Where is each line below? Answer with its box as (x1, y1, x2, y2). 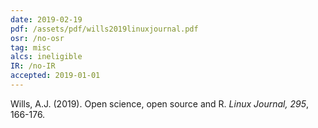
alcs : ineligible (10, 52, 83, 62)
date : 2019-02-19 (10, 14, 83, 25)
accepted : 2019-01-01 (10, 71, 101, 81)
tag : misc (10, 42, 52, 53)
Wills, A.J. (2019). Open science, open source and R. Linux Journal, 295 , (10, 97, 309, 110)
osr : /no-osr (10, 33, 65, 43)
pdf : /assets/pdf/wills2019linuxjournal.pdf (10, 24, 199, 34)
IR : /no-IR (10, 61, 56, 71)
